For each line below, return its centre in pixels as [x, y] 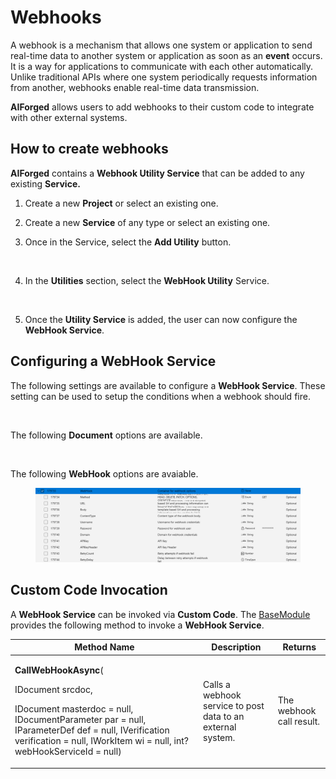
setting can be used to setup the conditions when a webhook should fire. [160, 396]
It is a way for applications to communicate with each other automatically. [162, 66]
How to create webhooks [89, 149]
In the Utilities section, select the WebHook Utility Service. [147, 280]
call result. [299, 722]
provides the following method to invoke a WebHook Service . [137, 625]
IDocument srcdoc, [53, 690]
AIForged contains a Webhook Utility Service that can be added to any [157, 173]
